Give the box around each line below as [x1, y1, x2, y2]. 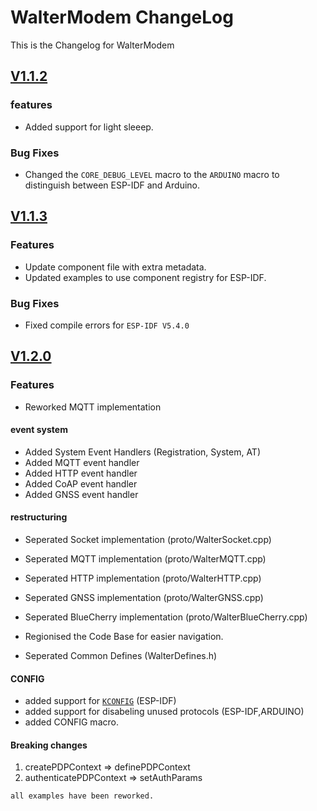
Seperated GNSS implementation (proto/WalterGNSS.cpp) [24, 592, 264, 603]
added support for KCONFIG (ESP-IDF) [24, 695, 177, 707]
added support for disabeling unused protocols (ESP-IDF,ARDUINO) [24, 706, 305, 718]
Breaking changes [10, 739, 88, 751]
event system [10, 424, 68, 436]
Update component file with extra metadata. [24, 261, 207, 273]
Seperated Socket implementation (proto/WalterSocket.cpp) [24, 534, 272, 545]
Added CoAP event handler [24, 477, 138, 490]
